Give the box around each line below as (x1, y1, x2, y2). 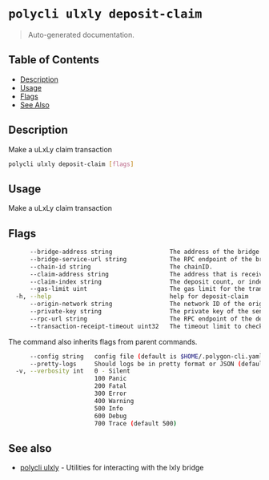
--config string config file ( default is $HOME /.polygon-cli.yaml (29, 352, 263, 361)
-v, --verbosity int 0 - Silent (15, 367, 130, 375)
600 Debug (94, 412, 127, 420)
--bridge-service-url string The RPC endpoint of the (29, 255, 252, 263)
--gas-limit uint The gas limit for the (29, 285, 246, 293)
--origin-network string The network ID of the (29, 300, 246, 309)
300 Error (94, 389, 127, 398)
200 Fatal (94, 382, 127, 390)
